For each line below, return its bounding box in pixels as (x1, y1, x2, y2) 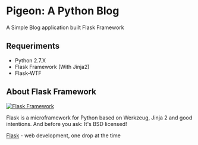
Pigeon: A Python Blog (6, 4, 120, 18)
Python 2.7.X (14, 56, 46, 64)
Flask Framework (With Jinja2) (14, 63, 90, 70)
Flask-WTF (14, 70, 42, 77)
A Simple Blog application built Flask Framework (6, 24, 124, 31)
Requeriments (6, 41, 60, 51)
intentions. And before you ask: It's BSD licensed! (6, 120, 127, 127)
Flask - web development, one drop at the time (6, 132, 121, 139)
